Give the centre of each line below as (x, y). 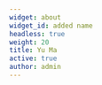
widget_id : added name (51, 26)
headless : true (37, 34)
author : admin (35, 67)
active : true (33, 58)
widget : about (35, 17)
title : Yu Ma (33, 50)
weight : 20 (29, 42)
